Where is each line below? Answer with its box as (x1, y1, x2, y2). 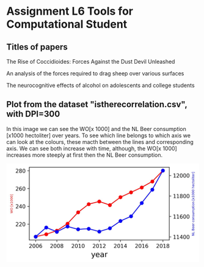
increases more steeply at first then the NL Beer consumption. (6, 151, 163, 159)
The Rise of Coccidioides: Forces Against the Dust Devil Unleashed (6, 58, 175, 65)
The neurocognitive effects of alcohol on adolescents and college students (6, 81, 195, 89)
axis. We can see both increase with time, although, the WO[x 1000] (6, 145, 177, 152)
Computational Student (6, 17, 128, 31)
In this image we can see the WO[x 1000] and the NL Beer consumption (6, 125, 186, 132)
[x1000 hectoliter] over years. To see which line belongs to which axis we (6, 132, 191, 139)
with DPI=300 (6, 109, 60, 119)
